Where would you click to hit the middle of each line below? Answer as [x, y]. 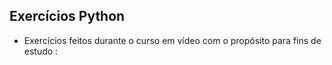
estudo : [41, 51]
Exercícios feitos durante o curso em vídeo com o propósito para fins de [172, 40]
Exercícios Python [67, 16]
